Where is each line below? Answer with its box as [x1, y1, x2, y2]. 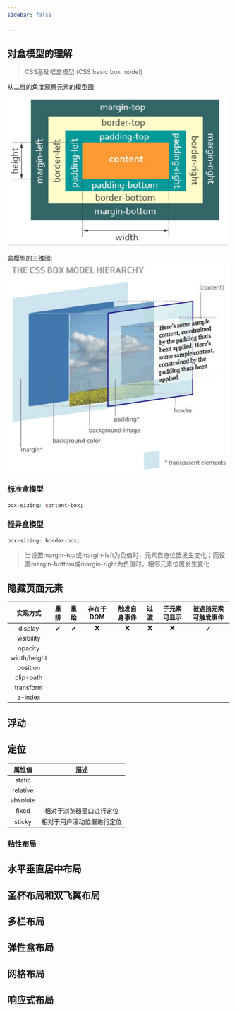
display [18, 624, 39, 632]
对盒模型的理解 [7, 47, 73, 59]
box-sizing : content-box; [7, 501, 83, 508]
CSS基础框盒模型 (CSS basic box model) [24, 68, 143, 76]
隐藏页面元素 [7, 582, 63, 594]
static [15, 776, 32, 785]
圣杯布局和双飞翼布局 [7, 889, 100, 901]
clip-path [15, 673, 43, 681]
